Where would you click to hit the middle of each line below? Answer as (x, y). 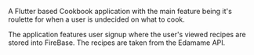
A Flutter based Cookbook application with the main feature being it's (120, 11)
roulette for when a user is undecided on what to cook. (97, 19)
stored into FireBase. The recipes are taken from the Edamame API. (117, 43)
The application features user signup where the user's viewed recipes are (127, 34)
